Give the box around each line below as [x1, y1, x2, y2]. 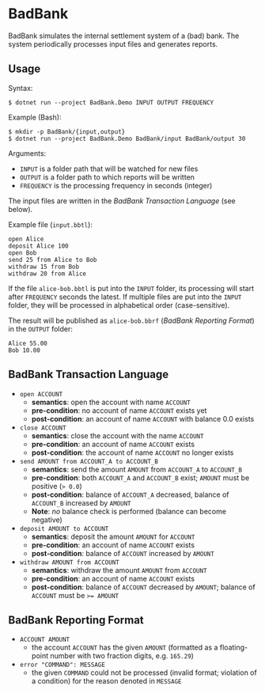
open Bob [8, 248, 37, 257]
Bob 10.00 [8, 346, 41, 354]
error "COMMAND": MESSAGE [19, 661, 105, 669]
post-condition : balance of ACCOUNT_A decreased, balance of [31, 490, 229, 499]
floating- [219, 642, 248, 653]
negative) [31, 515, 63, 524]
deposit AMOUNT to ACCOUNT [19, 524, 109, 532]
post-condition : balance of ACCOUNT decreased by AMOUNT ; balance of [31, 582, 256, 592]
